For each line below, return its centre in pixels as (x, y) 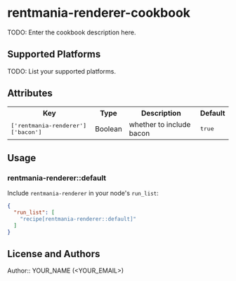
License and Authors (54, 254)
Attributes (30, 94)
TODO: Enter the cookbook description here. (72, 32)
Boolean (109, 129)
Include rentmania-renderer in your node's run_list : (83, 193)
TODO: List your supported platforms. (62, 71)
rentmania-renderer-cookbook (99, 13)
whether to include (160, 124)
